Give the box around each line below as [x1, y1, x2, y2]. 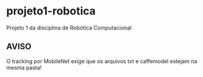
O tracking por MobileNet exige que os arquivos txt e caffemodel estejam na [6, 57, 198, 64]
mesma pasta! [6, 64, 42, 71]
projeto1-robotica [6, 4, 96, 18]
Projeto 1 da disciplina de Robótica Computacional [6, 24, 132, 31]
